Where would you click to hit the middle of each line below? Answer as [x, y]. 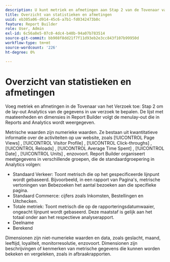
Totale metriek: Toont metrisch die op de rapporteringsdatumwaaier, [84, 207]
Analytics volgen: [23, 164]
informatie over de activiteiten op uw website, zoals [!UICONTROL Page [80, 138]
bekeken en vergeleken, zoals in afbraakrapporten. [58, 254]
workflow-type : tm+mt [28, 43]
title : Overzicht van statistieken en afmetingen [59, 15]
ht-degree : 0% [20, 52]
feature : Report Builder [31, 24]
